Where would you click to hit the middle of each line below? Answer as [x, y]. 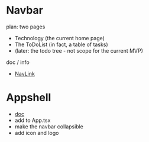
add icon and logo [37, 133]
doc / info [18, 62]
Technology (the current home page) [60, 38]
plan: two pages [26, 27]
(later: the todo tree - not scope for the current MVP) [79, 50]
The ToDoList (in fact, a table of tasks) [61, 44]
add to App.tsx [33, 120]
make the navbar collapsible [49, 126]
